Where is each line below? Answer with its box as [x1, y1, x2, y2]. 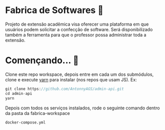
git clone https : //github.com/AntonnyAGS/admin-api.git [5, 86, 124, 91]
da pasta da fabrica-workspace [5, 110, 70, 116]
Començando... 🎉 [5, 55, 79, 66]
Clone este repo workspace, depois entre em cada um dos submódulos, [5, 71, 154, 77]
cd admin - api [5, 91, 32, 96]
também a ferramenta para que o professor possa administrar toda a [5, 32, 146, 38]
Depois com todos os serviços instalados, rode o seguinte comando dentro [5, 105, 160, 111]
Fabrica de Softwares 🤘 [5, 5, 104, 16]
